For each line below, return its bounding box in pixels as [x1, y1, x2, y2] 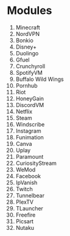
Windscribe [15, 120, 45, 128]
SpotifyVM [15, 69, 43, 76]
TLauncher [15, 204, 43, 212]
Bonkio [15, 36, 34, 44]
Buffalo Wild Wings [15, 75, 64, 83]
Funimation [15, 133, 44, 141]
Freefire [15, 211, 36, 218]
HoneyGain [15, 95, 44, 102]
